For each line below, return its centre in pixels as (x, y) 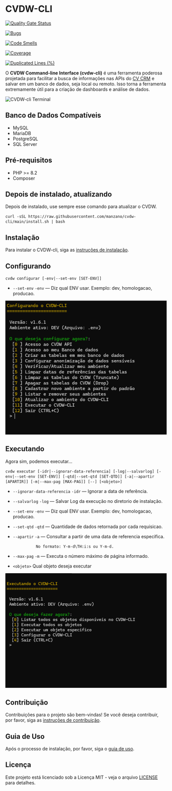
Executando (25, 449)
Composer (24, 178)
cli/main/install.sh (27, 222)
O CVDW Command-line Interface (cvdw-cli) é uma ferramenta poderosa (84, 73)
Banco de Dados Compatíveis (53, 115)
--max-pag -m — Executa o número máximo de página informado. (81, 556)
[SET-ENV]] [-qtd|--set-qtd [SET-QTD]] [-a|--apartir (96, 476)
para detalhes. (20, 783)
